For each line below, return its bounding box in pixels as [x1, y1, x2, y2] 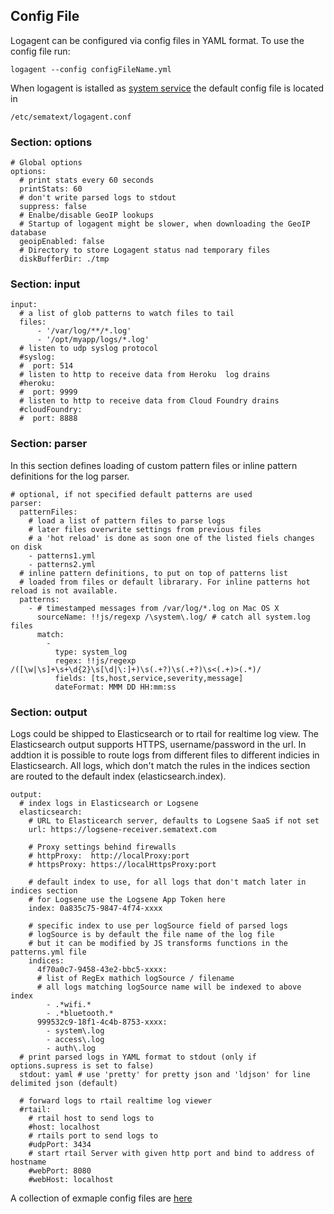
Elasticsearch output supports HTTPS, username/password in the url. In [10, 739, 307, 750]
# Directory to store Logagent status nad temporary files [19, 245, 271, 256]
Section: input [10, 277, 81, 291]
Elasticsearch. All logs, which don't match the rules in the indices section [10, 760, 311, 771]
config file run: [10, 45, 71, 57]
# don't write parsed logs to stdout [19, 193, 177, 203]
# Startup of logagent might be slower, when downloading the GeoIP [19, 219, 311, 229]
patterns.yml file [10, 947, 87, 957]
